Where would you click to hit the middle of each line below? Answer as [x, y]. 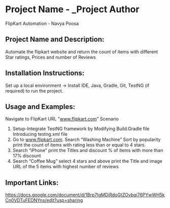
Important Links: [32, 182]
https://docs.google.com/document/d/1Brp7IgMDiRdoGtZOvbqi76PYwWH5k [85, 195]
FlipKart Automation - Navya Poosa [42, 23]
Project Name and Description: [55, 39]
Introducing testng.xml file [40, 134]
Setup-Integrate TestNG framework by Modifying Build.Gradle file [81, 129]
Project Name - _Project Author [72, 9]
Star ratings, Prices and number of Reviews [50, 57]
